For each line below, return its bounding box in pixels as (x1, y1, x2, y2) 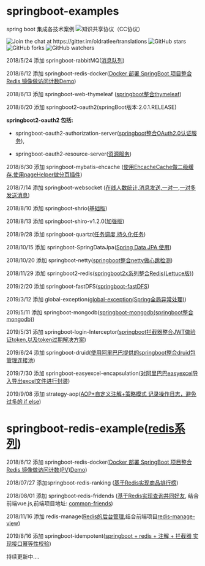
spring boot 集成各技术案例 (6, 25, 75, 32)
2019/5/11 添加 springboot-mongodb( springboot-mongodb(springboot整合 (6, 308, 194, 316)
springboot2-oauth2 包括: (6, 116, 73, 124)
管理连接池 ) (6, 357, 35, 364)
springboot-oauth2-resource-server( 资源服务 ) (15, 150, 132, 157)
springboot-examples (6, 4, 119, 18)
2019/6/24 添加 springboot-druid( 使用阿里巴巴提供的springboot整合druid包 (6, 349, 196, 356)
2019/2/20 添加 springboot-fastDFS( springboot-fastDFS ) (6, 282, 150, 290)
